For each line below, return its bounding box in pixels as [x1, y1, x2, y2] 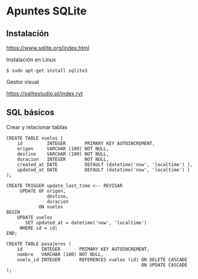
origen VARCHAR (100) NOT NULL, [17, 146, 110, 152]
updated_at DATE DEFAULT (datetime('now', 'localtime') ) [17, 167, 190, 173]
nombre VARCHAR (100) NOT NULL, [17, 251, 104, 257]
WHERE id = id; [19, 225, 59, 231]
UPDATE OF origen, [19, 188, 66, 194]
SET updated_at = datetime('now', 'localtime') [25, 219, 147, 226]
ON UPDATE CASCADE [141, 261, 188, 268]
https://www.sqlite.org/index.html [6, 44, 89, 51]
